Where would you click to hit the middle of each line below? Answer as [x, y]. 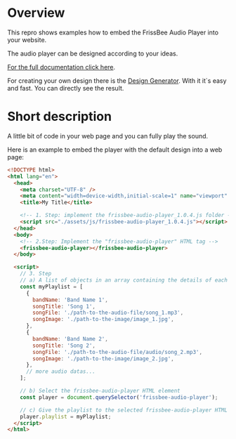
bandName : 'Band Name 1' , [71, 300]
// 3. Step [36, 274]
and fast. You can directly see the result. [66, 88]
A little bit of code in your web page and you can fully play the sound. [108, 136]
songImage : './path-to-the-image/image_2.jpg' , [103, 359]
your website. [27, 39]
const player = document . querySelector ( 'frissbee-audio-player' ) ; [119, 397]
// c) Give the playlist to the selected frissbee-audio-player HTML [124, 410]
